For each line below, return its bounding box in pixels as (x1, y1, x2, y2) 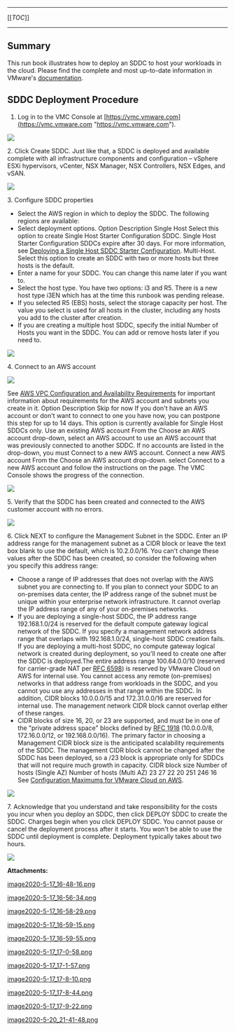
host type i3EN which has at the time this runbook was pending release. (17, 290, 225, 300)
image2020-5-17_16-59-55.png (7, 934, 97, 942)
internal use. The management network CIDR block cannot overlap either (17, 701, 228, 710)
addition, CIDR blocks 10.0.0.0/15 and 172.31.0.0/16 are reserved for (17, 694, 211, 702)
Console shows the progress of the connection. (7, 470, 145, 479)
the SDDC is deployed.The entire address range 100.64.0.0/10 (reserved (17, 657, 225, 665)
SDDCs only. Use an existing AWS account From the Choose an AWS (7, 426, 206, 435)
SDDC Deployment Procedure (7, 94, 138, 106)
